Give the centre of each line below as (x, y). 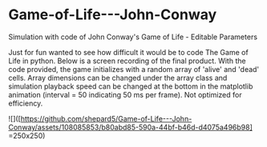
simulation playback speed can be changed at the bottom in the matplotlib (131, 86)
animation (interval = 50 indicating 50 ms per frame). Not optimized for (125, 94)
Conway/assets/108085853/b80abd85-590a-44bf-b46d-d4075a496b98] (130, 127)
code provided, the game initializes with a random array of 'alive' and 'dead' (134, 69)
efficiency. (26, 103)
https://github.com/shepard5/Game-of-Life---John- (106, 118)
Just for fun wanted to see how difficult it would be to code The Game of (128, 52)
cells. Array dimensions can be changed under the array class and (118, 77)
